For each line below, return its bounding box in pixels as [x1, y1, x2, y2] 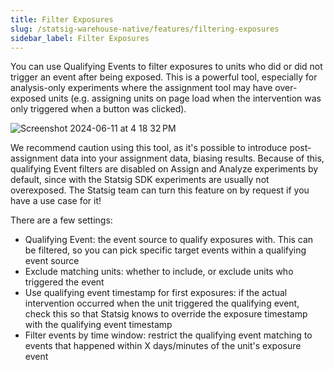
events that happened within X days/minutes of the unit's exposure [24, 340, 302, 352]
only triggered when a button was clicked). [10, 103, 187, 115]
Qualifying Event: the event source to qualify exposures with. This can [24, 234, 314, 246]
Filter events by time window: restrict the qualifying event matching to [24, 329, 313, 341]
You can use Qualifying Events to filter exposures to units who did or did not [10, 61, 323, 73]
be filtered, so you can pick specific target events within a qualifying [24, 244, 307, 256]
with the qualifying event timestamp [24, 319, 173, 331]
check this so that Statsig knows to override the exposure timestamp [24, 308, 308, 320]
